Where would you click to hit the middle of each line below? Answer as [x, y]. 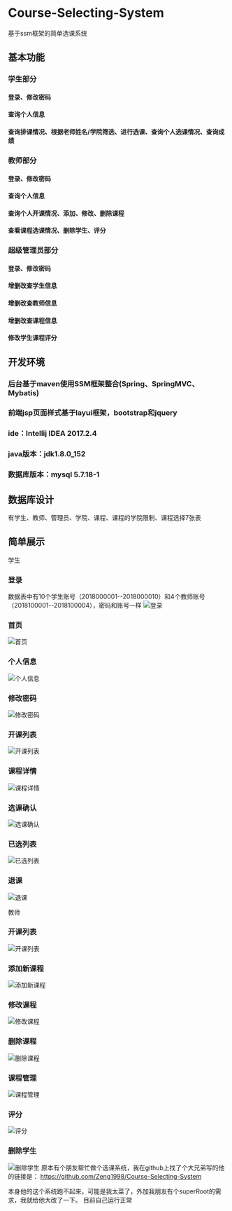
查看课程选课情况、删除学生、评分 [57, 231]
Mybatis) [24, 392]
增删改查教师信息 [32, 303]
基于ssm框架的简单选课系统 [48, 33]
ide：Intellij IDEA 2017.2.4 [52, 434]
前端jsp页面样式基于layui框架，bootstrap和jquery [93, 413]
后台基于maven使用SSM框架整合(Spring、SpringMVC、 [104, 383]
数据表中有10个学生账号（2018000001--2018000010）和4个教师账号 [107, 596]
